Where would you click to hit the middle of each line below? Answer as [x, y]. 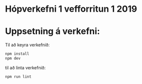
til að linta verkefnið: [25, 67]
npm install [17, 54]
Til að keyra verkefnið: [27, 45]
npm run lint [18, 77]
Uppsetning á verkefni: [52, 31]
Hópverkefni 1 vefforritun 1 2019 [71, 9]
